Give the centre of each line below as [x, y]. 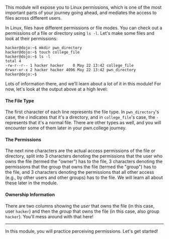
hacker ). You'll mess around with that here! [50, 216]
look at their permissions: [31, 38]
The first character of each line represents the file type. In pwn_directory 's [82, 112]
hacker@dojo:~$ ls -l [28, 57]
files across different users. [33, 18]
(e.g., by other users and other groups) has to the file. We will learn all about [84, 178]
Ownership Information [30, 195]
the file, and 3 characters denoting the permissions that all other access [80, 172]
